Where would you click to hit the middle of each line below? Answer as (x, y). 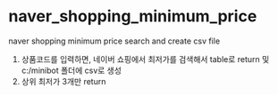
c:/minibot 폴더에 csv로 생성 (72, 70)
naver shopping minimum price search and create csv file (114, 41)
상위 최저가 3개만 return (63, 81)
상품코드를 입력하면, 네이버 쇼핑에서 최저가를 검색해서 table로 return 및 (145, 59)
